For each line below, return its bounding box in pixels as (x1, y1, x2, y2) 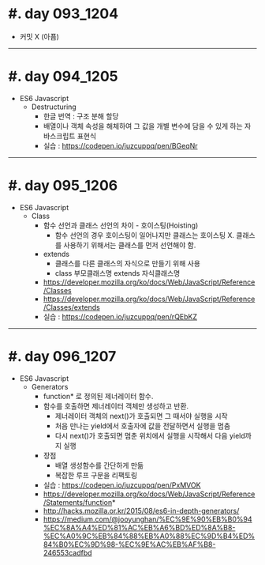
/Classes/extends (43, 302, 100, 312)
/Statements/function (43, 497, 113, 507)
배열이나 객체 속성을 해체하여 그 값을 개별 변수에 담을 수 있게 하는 (43, 121, 243, 130)
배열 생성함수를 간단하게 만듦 (54, 460, 144, 470)
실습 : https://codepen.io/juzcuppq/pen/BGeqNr (43, 141, 199, 150)
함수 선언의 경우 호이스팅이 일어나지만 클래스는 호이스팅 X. (54, 230, 235, 239)
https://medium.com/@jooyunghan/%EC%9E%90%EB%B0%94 (43, 514, 252, 524)
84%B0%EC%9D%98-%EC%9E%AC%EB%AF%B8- (43, 539, 216, 549)
